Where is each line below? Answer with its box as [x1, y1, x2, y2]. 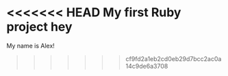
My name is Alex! [6, 41, 55, 50]
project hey [6, 19, 73, 35]
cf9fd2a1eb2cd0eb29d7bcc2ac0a [125, 54, 222, 62]
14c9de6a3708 [125, 62, 168, 70]
